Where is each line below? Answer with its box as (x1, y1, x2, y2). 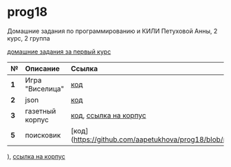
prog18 (7, 4, 48, 20)
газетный (25, 106, 56, 115)
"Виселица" (25, 84, 65, 93)
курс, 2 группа (7, 34, 50, 42)
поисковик (25, 130, 61, 140)
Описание (25, 63, 60, 73)
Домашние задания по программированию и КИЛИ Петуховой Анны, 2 (7, 27, 218, 35)
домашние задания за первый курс (7, 47, 111, 56)
